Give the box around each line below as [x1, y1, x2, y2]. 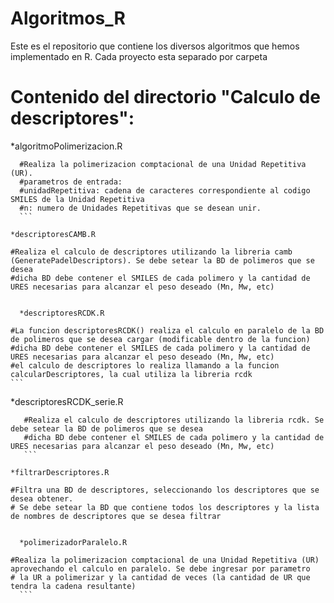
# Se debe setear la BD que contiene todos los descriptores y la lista [10, 502, 320, 512]
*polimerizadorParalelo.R [19, 537, 128, 547]
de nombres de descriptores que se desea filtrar [10, 511, 222, 521]
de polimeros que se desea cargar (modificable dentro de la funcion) [10, 334, 311, 344]
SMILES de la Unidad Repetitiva [10, 194, 145, 204]
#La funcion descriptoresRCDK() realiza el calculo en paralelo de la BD [10, 325, 325, 336]
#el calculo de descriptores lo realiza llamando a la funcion [10, 360, 280, 371]
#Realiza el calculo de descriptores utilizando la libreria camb [10, 247, 293, 257]
